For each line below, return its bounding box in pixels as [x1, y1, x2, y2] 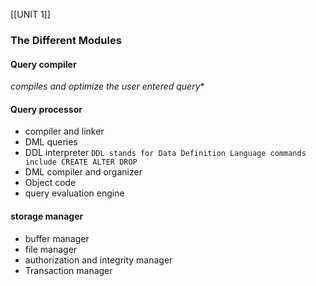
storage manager [10, 210, 84, 222]
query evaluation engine [24, 187, 125, 199]
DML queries [24, 136, 78, 148]
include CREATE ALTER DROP [24, 157, 138, 168]
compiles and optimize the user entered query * [10, 80, 205, 93]
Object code [24, 177, 77, 189]
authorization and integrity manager [24, 254, 173, 266]
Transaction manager [24, 264, 113, 276]
